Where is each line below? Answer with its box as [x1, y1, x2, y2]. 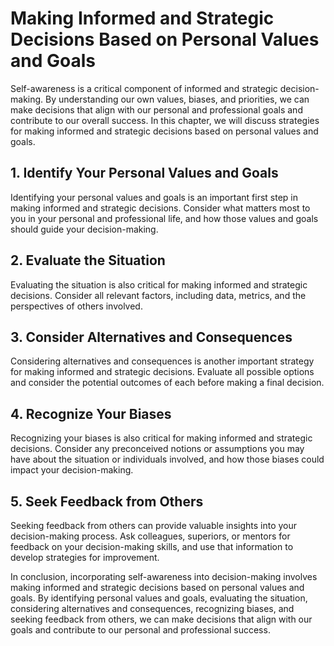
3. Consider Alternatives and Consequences [10, 328, 293, 346]
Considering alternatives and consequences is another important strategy [10, 355, 315, 367]
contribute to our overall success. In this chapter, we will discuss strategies [10, 114, 320, 126]
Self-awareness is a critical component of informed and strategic [10, 82, 278, 94]
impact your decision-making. [10, 464, 134, 476]
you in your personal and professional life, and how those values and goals [10, 212, 319, 224]
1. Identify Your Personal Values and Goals [10, 165, 279, 182]
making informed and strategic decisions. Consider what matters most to [10, 202, 311, 214]
